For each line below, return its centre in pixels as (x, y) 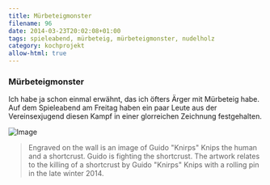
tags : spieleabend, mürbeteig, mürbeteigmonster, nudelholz (112, 38)
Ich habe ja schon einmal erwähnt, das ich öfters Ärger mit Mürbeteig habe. (134, 99)
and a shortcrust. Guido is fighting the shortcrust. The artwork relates (144, 156)
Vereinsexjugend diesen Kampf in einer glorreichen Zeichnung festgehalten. (135, 116)
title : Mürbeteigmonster (50, 16)
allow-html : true (38, 53)
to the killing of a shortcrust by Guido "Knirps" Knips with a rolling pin (143, 165)
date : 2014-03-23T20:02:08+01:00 (65, 31)
